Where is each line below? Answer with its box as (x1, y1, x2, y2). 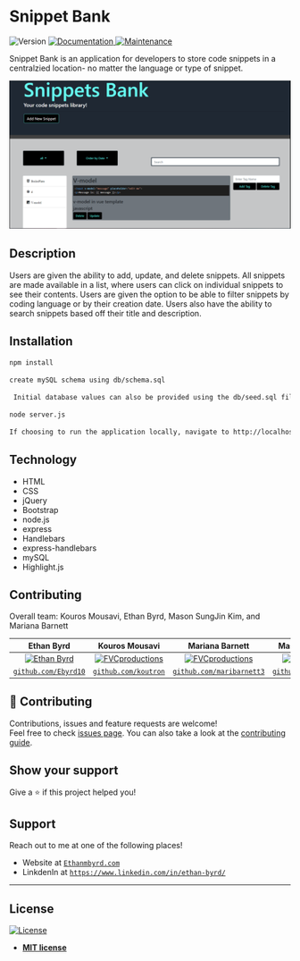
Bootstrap (21, 504, 59, 515)
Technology (9, 452, 78, 468)
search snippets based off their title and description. (9, 308, 203, 318)
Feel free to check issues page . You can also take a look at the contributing (9, 727, 286, 738)
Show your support (9, 763, 119, 779)
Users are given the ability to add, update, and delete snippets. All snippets (9, 270, 286, 281)
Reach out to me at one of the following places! (9, 840, 183, 851)
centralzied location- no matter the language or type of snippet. (9, 63, 244, 73)
